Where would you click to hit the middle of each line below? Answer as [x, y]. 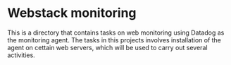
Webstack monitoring [72, 13]
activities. [21, 55]
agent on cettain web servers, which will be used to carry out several [107, 47]
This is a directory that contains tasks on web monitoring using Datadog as [116, 32]
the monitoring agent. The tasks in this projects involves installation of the [114, 40]
